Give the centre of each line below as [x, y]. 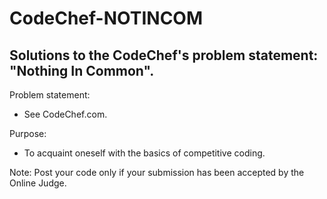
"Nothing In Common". [82, 70]
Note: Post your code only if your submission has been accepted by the [157, 172]
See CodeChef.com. [65, 114]
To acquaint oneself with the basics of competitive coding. [144, 153]
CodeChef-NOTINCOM [106, 18]
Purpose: [28, 133]
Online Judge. [38, 183]
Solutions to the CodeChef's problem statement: [164, 55]
